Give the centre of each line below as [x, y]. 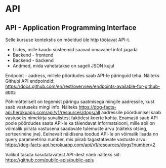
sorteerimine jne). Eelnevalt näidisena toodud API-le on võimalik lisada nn [82, 134]
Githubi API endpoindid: [30, 81]
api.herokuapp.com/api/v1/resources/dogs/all [53, 112]
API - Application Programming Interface [71, 28]
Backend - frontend [33, 55]
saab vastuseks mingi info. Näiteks [41, 107]
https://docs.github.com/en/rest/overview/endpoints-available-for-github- [83, 86]
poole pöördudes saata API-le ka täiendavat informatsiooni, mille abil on [80, 123]
